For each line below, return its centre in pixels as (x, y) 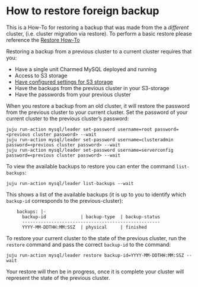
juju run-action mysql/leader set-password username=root (79, 129)
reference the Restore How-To (43, 40)
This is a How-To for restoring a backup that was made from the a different (98, 27)
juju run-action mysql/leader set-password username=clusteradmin (90, 140)
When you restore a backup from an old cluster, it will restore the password (98, 106)
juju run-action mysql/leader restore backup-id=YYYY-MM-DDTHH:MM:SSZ (95, 255)
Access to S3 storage (41, 75)
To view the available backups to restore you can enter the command (90, 166)
